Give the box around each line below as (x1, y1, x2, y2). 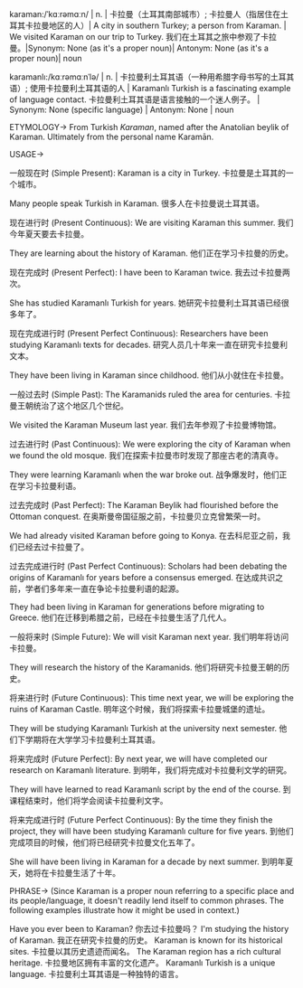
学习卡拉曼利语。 (16, 481, 81, 491)
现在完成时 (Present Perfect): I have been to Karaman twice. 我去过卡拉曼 (9, 267, 283, 278)
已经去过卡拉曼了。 (16, 541, 89, 552)
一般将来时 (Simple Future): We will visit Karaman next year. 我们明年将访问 (9, 632, 289, 642)
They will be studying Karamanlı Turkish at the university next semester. (9, 723, 278, 733)
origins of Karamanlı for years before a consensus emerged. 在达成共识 (9, 572, 276, 582)
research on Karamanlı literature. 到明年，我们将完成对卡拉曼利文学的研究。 (9, 765, 292, 776)
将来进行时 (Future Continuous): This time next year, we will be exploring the (9, 692, 294, 703)
